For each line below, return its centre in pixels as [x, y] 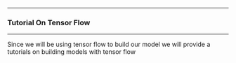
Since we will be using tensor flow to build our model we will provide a [109, 44]
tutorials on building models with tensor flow [71, 52]
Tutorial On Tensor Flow [49, 22]
